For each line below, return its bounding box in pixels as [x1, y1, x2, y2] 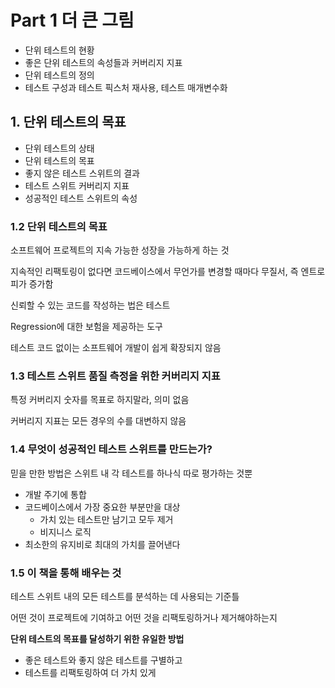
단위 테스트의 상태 [24, 142, 95, 154]
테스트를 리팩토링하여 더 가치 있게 [24, 666, 157, 678]
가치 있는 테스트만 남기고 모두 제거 [39, 513, 174, 525]
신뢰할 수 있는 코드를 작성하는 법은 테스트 [10, 299, 171, 311]
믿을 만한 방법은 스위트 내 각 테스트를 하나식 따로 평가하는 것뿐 [10, 467, 253, 479]
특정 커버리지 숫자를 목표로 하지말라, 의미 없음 [10, 394, 190, 406]
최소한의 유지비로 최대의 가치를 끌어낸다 [24, 538, 181, 550]
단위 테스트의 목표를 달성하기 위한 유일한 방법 [10, 632, 185, 645]
